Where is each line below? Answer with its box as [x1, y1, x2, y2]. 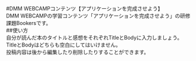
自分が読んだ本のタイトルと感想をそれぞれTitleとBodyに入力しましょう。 [6, 34, 183, 41]
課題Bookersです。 [6, 20, 51, 26]
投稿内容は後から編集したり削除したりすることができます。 [6, 49, 149, 55]
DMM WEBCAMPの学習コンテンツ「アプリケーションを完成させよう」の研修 [6, 12, 191, 19]
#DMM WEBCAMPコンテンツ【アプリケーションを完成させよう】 [6, 5, 163, 12]
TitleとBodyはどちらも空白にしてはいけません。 [6, 41, 121, 48]
